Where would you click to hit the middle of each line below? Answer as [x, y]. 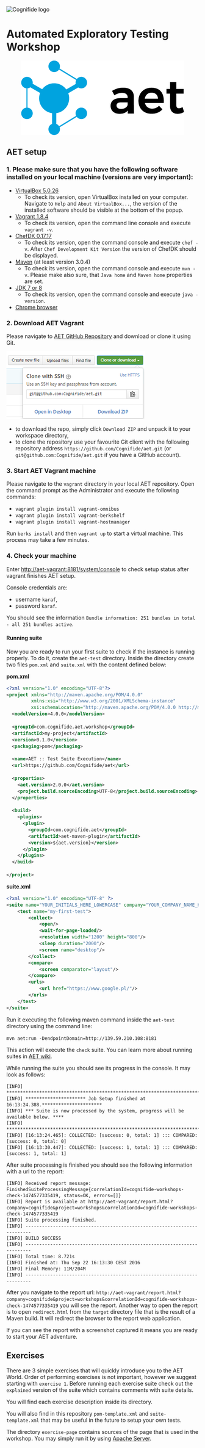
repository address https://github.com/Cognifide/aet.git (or [93, 448]
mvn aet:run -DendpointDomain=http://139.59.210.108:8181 [81, 1038]
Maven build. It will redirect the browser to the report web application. [94, 1318]
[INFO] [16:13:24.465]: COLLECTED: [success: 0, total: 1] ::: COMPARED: [102, 1135]
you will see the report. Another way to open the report [129, 1305]
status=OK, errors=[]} [92, 1195]
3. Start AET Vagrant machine [51, 470]
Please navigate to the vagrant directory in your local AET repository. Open [100, 484]
